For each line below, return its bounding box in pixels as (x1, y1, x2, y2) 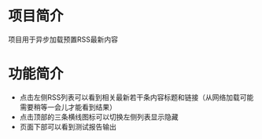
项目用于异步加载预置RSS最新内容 (8, 35, 118, 44)
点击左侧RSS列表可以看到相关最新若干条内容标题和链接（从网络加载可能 (19, 92, 254, 102)
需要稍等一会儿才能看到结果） (19, 102, 116, 112)
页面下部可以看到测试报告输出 (19, 122, 116, 131)
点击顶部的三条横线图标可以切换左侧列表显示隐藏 (19, 112, 179, 122)
